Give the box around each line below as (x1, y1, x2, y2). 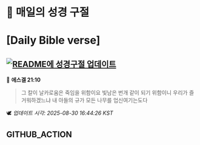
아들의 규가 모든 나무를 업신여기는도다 (58, 97, 148, 104)
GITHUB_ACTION (6, 129, 73, 140)
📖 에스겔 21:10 (6, 76, 41, 83)
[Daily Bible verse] (6, 34, 101, 47)
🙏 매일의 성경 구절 (6, 5, 90, 19)
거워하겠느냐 (21, 97, 52, 104)
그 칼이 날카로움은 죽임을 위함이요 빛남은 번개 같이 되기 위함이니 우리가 (21, 89, 188, 97)
